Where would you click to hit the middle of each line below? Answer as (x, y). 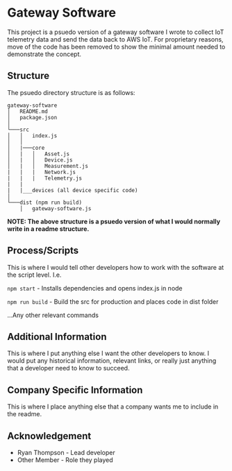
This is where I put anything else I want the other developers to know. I (108, 353)
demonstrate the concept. (44, 54)
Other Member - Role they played (65, 460)
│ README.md (28, 111)
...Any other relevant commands (53, 315)
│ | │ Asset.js (39, 154)
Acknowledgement (49, 436)
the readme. (25, 414)
